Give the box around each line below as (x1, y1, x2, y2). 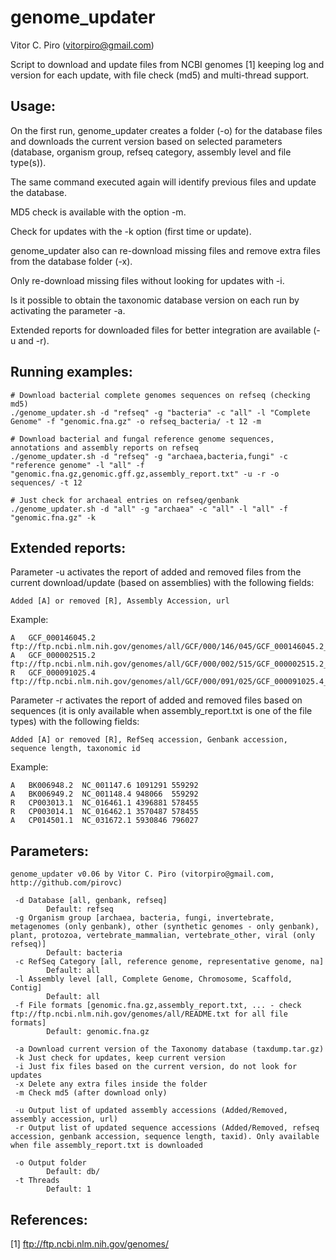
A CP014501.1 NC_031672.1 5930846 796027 (10, 816, 199, 826)
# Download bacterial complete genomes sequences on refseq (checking (10, 390, 311, 400)
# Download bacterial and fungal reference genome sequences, (10, 434, 275, 444)
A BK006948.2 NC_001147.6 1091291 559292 (10, 781, 199, 791)
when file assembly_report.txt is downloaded (10, 1141, 203, 1151)
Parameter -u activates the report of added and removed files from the (10, 566, 302, 578)
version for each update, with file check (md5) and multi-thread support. (10, 69, 310, 81)
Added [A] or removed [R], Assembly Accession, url (10, 596, 230, 606)
